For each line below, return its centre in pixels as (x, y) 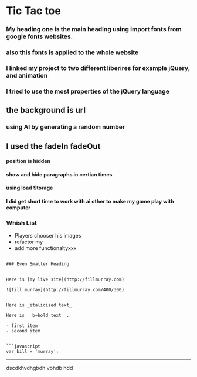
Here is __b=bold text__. (38, 316)
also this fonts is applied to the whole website (72, 52)
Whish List (21, 223)
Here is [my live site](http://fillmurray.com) (65, 280)
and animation (27, 75)
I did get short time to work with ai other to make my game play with (90, 201)
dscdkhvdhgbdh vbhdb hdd (40, 368)
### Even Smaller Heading (38, 264)
